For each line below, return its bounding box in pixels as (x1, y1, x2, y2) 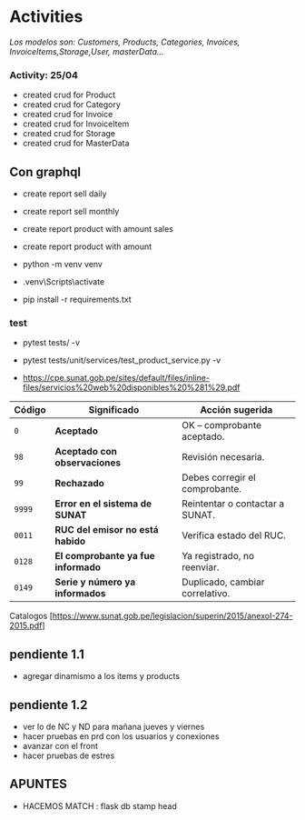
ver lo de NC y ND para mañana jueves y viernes (22, 721, 205, 732)
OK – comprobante (181, 419, 261, 432)
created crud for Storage (22, 128, 116, 139)
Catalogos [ (9, 611, 53, 622)
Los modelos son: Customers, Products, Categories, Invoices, (9, 36, 241, 47)
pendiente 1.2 (9, 697, 88, 713)
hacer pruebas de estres (22, 750, 115, 761)
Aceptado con (54, 445, 118, 458)
